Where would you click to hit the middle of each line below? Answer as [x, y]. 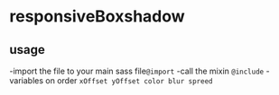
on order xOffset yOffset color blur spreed [129, 81]
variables [26, 81]
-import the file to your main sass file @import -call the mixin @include [137, 71]
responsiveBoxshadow [97, 17]
